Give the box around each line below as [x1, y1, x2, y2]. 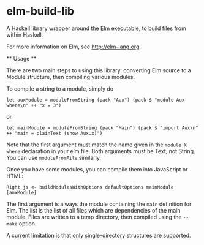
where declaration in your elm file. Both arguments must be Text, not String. [6, 147, 195, 154]
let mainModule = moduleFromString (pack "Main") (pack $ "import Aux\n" [6, 124, 199, 131]
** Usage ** [6, 55, 37, 62]
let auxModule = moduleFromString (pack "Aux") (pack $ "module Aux [6, 97, 185, 103]
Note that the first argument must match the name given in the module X [6, 141, 187, 148]
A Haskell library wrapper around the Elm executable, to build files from [6, 24, 187, 32]
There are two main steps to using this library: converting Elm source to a [6, 66, 191, 74]
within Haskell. [6, 31, 43, 38]
